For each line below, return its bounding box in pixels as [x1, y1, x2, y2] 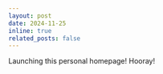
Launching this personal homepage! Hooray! [8, 56, 156, 66]
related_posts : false [8, 34, 81, 43]
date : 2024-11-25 [8, 19, 67, 27]
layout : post [8, 11, 52, 20]
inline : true [8, 27, 52, 35]
